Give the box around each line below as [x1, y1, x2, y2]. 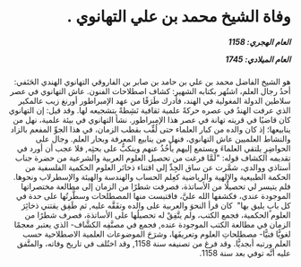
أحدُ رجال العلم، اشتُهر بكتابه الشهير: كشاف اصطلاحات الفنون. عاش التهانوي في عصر [9, 86, 291, 97]
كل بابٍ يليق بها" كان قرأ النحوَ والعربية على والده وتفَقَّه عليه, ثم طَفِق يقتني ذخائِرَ [21, 200, 291, 211]
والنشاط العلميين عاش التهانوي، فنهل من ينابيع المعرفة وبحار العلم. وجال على [35, 133, 291, 144]
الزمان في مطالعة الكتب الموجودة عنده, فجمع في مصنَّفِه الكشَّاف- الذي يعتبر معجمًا [13, 220, 291, 230]
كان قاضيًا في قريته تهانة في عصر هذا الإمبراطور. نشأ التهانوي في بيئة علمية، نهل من [12, 115, 291, 125]
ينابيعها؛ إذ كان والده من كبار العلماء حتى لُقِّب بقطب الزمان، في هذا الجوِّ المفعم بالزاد [10, 124, 291, 135]
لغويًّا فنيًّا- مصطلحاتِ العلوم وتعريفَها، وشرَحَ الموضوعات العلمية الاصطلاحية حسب [22, 228, 291, 239]
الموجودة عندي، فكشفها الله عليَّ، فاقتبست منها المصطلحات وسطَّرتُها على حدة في [15, 191, 291, 202]
